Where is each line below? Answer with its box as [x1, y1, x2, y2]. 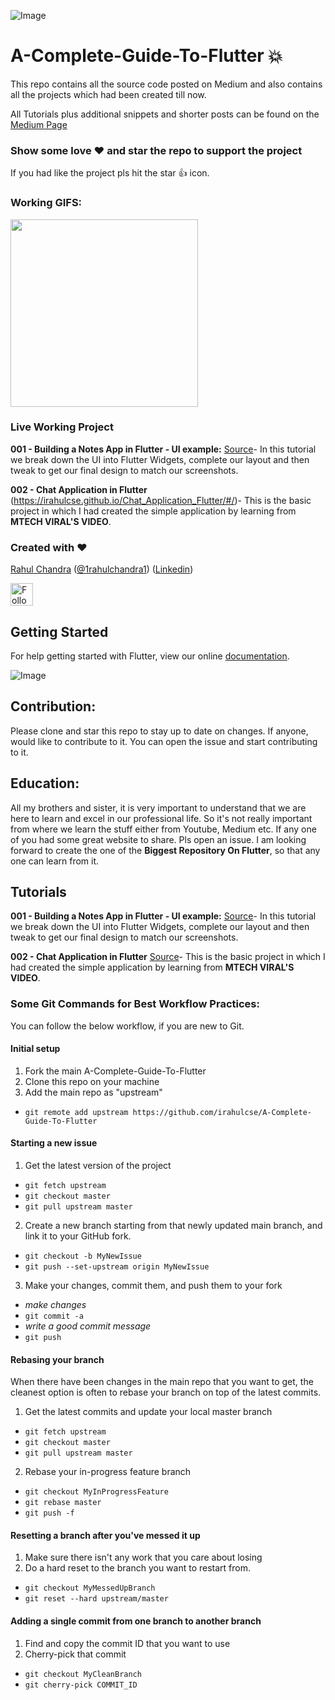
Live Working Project [10, 420, 114, 434]
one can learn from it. [10, 855, 100, 867]
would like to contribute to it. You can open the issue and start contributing [10, 735, 318, 747]
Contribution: [10, 698, 97, 715]
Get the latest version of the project [24, 1160, 172, 1172]
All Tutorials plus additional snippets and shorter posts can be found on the [10, 108, 320, 120]
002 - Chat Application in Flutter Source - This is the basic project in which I [10, 951, 326, 963]
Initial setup [10, 1043, 61, 1055]
